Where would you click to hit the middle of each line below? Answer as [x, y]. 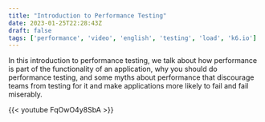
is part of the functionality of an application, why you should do [113, 69]
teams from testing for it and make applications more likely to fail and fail [128, 86]
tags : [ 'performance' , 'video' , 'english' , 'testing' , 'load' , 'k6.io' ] [132, 38]
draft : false [30, 30]
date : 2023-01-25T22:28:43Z [55, 23]
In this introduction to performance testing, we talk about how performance [133, 61]
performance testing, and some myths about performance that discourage [131, 77]
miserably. [25, 94]
